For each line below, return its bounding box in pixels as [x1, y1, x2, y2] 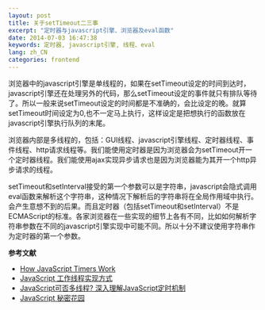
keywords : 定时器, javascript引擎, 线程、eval [8, 41, 156, 49]
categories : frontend [8, 56, 80, 64]
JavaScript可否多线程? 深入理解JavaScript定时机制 [19, 283, 186, 293]
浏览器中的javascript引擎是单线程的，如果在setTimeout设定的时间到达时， [8, 78, 251, 88]
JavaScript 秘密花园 [19, 293, 85, 302]
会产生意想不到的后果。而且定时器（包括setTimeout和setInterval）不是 [8, 201, 240, 211]
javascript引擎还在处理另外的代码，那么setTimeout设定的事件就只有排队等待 [8, 88, 258, 98]
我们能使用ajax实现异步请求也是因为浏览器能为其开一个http [56, 155, 250, 164]
